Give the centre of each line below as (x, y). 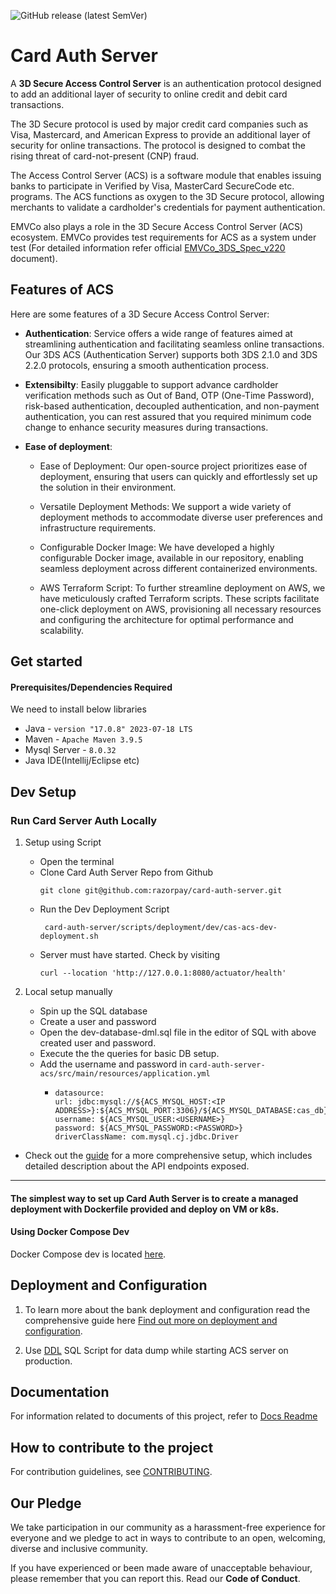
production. (48, 1361)
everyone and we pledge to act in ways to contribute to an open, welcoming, (168, 1538)
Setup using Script (63, 842)
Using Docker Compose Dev (70, 1232)
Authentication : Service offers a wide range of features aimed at (158, 333)
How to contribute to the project (112, 1447)
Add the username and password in (113, 1064)
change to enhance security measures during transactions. (146, 427)
